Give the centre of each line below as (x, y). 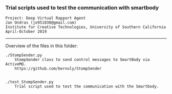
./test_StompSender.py (29, 82)
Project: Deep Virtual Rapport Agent (46, 18)
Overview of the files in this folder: (42, 46)
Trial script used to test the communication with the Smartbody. (87, 87)
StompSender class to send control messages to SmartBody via (82, 60)
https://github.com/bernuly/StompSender (58, 69)
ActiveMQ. (16, 64)
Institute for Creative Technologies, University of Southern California (86, 27)
